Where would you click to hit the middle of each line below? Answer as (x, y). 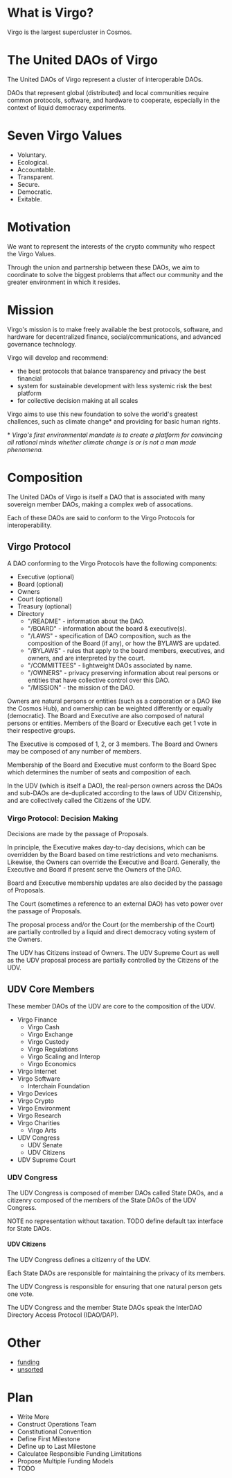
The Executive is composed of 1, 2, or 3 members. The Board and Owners (113, 744)
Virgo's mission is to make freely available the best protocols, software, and (115, 329)
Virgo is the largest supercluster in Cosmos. (70, 32)
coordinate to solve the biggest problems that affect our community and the (115, 274)
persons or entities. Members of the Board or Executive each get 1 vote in (112, 723)
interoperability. (29, 525)
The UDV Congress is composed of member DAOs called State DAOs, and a (115, 1193)
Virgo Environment (44, 1108)
